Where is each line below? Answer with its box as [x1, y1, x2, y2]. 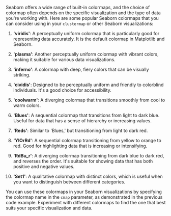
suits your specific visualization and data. [6, 205, 93, 211]
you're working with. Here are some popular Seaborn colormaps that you [6, 15, 159, 21]
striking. [13, 72, 31, 78]
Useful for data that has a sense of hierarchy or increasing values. [13, 118, 152, 124]
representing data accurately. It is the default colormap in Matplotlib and [13, 36, 165, 42]
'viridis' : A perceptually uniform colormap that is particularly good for [13, 31, 160, 36]
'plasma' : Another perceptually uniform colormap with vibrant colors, [13, 51, 159, 57]
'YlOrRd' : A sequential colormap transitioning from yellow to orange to [13, 138, 162, 143]
